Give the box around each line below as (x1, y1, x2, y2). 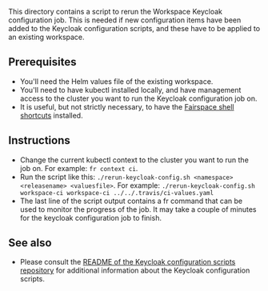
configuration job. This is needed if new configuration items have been (8, 15, 242, 25)
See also (8, 236, 52, 250)
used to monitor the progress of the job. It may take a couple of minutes (19, 204, 257, 214)
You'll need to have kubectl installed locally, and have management (19, 85, 242, 94)
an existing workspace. (8, 32, 86, 42)
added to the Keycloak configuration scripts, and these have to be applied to (8, 24, 261, 33)
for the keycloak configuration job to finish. (19, 213, 162, 222)
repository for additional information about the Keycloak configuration (19, 265, 250, 275)
